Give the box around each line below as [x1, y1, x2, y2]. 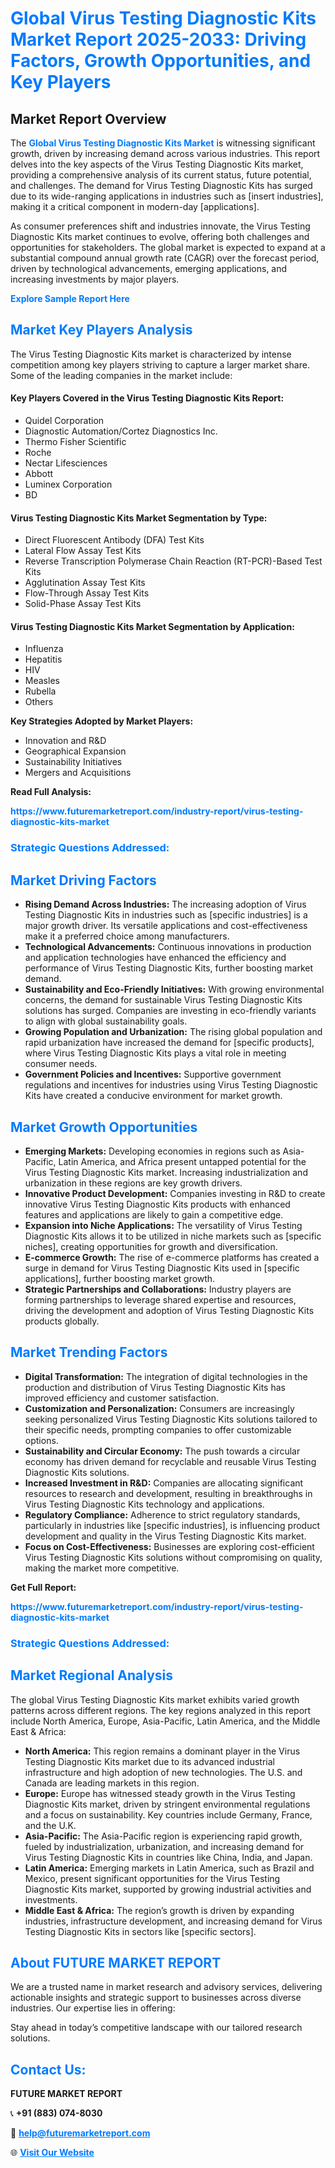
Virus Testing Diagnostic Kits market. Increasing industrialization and [24, 1166, 308, 1178]
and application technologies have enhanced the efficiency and [24, 952, 287, 964]
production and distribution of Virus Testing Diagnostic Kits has [24, 1381, 286, 1393]
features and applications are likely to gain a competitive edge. [24, 1208, 284, 1221]
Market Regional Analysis [10, 1667, 174, 1684]
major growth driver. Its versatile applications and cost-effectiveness [24, 920, 308, 932]
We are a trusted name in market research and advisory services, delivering [10, 1981, 323, 1993]
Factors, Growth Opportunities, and [10, 50, 312, 72]
